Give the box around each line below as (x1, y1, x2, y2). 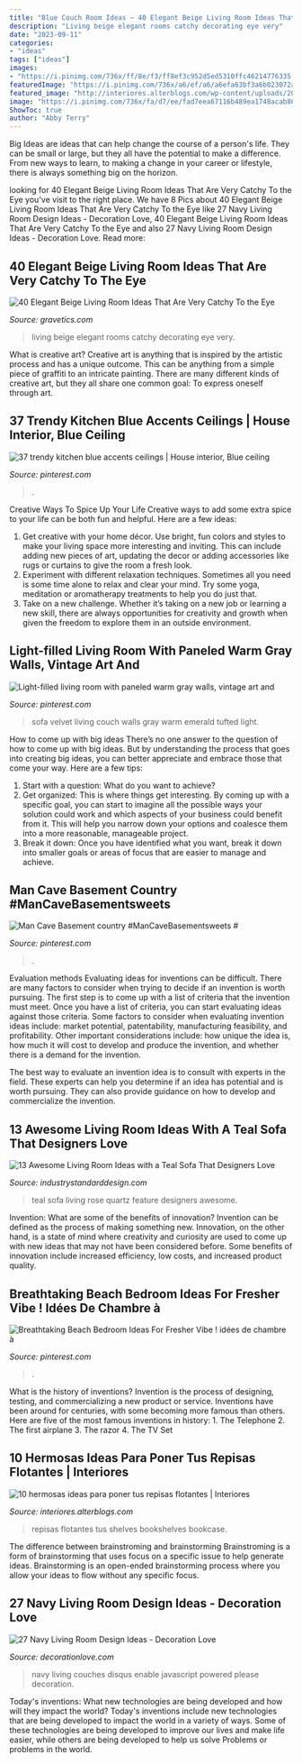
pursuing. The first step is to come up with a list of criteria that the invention (9, 992, 290, 1003)
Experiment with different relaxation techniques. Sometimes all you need (22, 569, 291, 580)
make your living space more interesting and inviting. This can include (22, 540, 281, 551)
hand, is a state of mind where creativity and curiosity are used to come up (9, 1231, 288, 1242)
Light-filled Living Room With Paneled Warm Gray (9, 644, 292, 659)
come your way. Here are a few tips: (9, 763, 144, 773)
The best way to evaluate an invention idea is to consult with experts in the (9, 1067, 286, 1078)
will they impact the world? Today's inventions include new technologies (9, 1705, 277, 1716)
